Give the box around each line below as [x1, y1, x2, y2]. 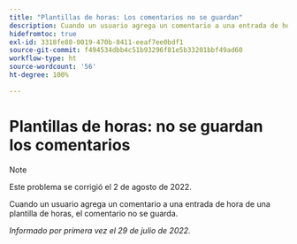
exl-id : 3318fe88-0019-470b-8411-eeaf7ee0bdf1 [9, 37, 184, 47]
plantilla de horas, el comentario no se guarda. [9, 208, 179, 218]
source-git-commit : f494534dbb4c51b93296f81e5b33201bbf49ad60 [9, 46, 243, 55]
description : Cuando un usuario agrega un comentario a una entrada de [9, 21, 278, 30]
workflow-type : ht [9, 54, 77, 63]
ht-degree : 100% [9, 71, 69, 80]
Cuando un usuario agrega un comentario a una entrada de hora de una [9, 198, 271, 209]
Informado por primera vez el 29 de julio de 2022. [9, 225, 192, 235]
